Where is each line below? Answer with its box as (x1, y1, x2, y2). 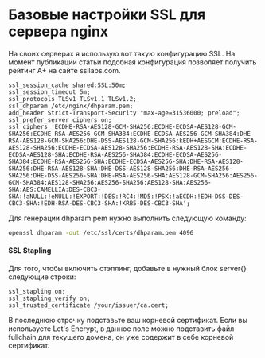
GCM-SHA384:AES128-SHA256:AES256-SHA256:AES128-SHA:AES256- (8, 178, 212, 186)
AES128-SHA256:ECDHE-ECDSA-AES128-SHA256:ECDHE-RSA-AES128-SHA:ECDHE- (8, 143, 247, 152)
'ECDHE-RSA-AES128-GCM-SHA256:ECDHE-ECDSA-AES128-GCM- (50, 123, 237, 130)
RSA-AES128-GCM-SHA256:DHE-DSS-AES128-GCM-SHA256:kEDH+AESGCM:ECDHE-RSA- (8, 137, 259, 145)
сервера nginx (8, 22, 109, 41)
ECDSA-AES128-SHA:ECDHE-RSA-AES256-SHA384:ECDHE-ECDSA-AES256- (8, 150, 223, 158)
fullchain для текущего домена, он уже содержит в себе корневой (8, 333, 234, 342)
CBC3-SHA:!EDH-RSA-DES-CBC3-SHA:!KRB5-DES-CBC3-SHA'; (8, 199, 191, 208)
